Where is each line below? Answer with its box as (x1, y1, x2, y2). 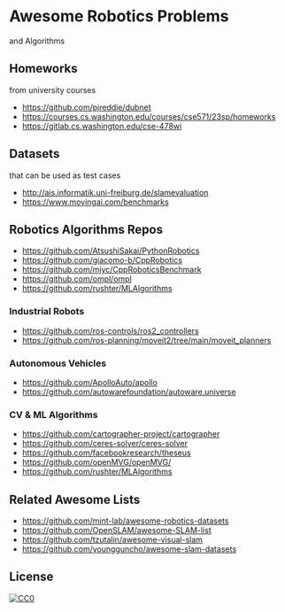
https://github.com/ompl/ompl (21, 274, 133, 284)
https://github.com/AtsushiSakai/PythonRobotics (21, 245, 200, 256)
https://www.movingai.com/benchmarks (21, 197, 170, 207)
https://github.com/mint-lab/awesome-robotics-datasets (21, 515, 229, 526)
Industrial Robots (9, 306, 85, 318)
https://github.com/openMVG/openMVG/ (21, 457, 172, 468)
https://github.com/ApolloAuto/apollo (21, 376, 158, 387)
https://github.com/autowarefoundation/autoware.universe (21, 386, 236, 397)
